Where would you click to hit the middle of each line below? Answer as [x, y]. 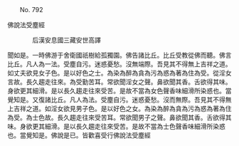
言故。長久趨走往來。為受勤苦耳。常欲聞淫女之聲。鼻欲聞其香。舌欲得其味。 [119, 82]
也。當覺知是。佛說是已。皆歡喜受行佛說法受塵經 [79, 135]
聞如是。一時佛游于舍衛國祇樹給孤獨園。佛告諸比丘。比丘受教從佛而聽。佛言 [119, 55]
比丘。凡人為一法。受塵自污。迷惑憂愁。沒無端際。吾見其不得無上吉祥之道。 [119, 64]
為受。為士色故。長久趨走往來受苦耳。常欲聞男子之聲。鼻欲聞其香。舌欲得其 [119, 118]
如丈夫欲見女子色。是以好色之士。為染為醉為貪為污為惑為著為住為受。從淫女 [119, 73]
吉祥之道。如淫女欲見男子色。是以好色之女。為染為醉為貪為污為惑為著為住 [122, 109]
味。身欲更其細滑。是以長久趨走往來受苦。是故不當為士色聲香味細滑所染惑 [116, 126]
